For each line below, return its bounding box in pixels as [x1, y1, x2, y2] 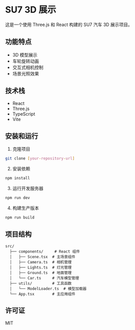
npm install [5, 175, 30, 181]
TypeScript [12, 110, 35, 117]
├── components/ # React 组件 [9, 249, 80, 254]
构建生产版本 [12, 205, 39, 211]
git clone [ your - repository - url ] [5, 156, 75, 161]
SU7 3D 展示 [5, 4, 56, 15]
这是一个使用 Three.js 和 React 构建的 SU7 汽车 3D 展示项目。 [5, 21, 132, 27]
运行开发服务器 [12, 185, 43, 191]
